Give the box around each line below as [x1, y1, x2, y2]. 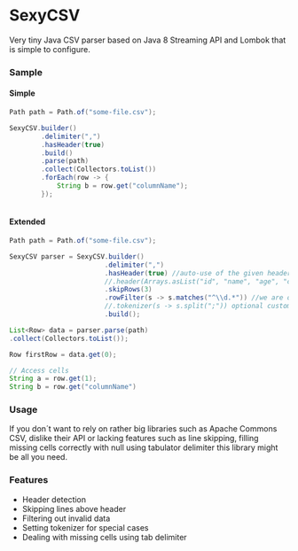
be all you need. [9, 452, 68, 462]
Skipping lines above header [21, 503, 127, 514]
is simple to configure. [9, 43, 90, 54]
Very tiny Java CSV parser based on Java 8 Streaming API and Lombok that [9, 35, 286, 45]
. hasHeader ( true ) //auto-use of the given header [104, 268, 292, 277]
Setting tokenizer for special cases [21, 522, 149, 532]
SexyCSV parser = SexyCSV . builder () [9, 252, 145, 261]
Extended [9, 216, 46, 227]
